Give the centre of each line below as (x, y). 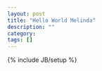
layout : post (26, 14)
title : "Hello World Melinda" (52, 20)
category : (22, 33)
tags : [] (20, 40)
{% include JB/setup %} (42, 60)
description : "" (31, 27)
